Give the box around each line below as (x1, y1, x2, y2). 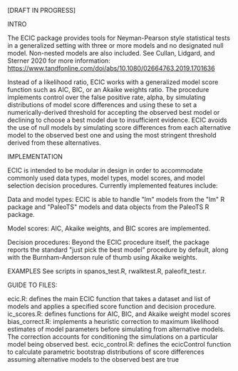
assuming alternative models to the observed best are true (7, 355, 180, 363)
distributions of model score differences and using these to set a (7, 101, 197, 109)
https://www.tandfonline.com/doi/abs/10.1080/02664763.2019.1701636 (7, 64, 215, 72)
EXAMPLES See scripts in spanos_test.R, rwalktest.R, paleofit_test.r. (7, 267, 207, 275)
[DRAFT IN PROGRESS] (7, 6, 76, 14)
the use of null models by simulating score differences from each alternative (7, 123, 232, 131)
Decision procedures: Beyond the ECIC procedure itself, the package (7, 238, 210, 246)
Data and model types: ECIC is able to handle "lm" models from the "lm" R (7, 195, 225, 203)
